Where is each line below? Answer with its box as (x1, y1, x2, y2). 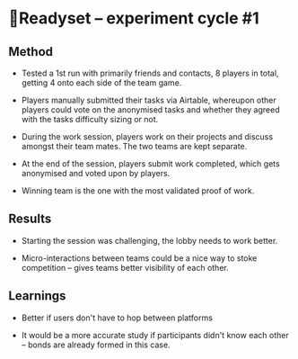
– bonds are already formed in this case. (21, 339, 171, 350)
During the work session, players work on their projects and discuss (21, 131, 274, 142)
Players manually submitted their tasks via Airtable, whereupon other (21, 94, 276, 105)
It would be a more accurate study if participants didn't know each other (21, 329, 289, 340)
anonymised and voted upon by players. (21, 168, 171, 178)
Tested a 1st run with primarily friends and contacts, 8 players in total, (21, 67, 279, 78)
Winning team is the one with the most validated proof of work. (21, 185, 255, 196)
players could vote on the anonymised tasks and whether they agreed (21, 104, 280, 115)
